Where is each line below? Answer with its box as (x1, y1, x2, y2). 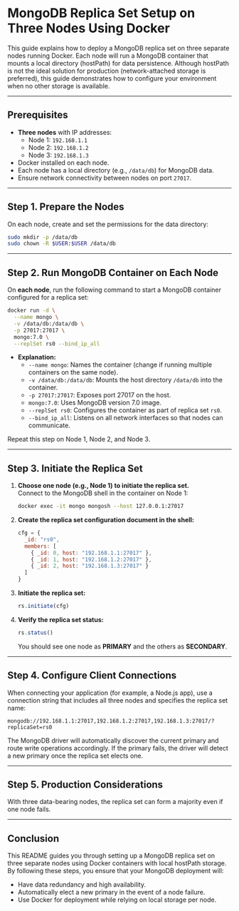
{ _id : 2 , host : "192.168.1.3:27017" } (31, 562, 149, 570)
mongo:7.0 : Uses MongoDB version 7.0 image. (28, 398, 162, 407)
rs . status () (17, 629, 53, 636)
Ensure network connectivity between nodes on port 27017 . (17, 173, 192, 182)
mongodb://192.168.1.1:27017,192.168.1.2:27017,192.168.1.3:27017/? (7, 717, 215, 725)
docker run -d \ (7, 307, 55, 315)
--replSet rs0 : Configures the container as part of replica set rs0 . (28, 406, 223, 414)
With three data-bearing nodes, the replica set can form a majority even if (7, 798, 223, 806)
